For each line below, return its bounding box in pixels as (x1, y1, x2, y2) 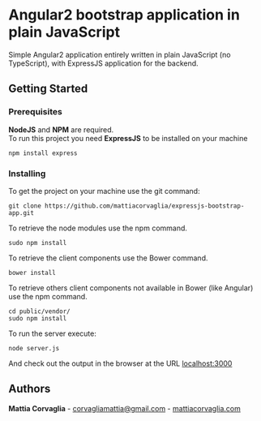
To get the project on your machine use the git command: (8, 186, 200, 195)
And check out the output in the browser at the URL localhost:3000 (8, 359, 233, 368)
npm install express (8, 148, 79, 157)
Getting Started (8, 82, 88, 96)
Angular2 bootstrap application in (8, 6, 241, 24)
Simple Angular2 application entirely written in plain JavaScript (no (8, 49, 231, 59)
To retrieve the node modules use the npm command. (8, 223, 188, 233)
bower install (8, 268, 57, 277)
